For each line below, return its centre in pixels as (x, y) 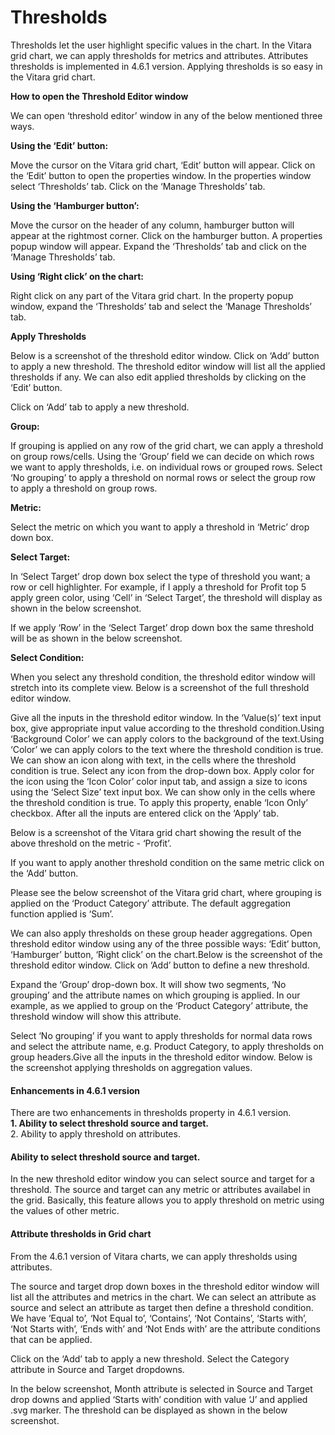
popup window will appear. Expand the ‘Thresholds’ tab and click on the (158, 246)
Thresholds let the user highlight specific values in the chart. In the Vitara (161, 45)
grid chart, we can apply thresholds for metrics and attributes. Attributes (159, 55)
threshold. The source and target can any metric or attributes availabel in (160, 1190)
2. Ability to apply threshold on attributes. (95, 1134)
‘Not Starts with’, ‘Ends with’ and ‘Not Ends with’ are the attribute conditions (165, 1328)
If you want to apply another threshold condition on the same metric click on (167, 862)
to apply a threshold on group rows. (84, 488)
